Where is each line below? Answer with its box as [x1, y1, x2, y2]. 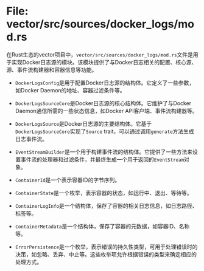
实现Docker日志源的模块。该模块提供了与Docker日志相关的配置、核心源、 [11, 58, 197, 66]
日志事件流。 [15, 135, 47, 142]
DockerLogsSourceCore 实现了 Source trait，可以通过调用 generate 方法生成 [15, 128, 194, 135]
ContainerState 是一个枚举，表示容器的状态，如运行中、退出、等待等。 [15, 189, 193, 196]
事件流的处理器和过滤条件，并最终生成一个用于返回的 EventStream [20, 156, 185, 163]
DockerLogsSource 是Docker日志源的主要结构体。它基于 [15, 120, 152, 127]
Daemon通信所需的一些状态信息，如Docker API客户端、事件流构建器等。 [15, 107, 198, 114]
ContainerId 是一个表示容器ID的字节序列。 [15, 176, 121, 184]
